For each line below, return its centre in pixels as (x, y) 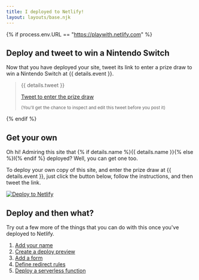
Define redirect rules (40, 264)
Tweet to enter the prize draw (57, 97)
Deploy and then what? (50, 213)
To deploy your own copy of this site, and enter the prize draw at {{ (89, 170)
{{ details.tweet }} (42, 85)
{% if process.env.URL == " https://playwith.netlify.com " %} (79, 34)
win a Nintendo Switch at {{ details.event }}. (60, 74)
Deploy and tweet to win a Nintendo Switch (88, 53)
